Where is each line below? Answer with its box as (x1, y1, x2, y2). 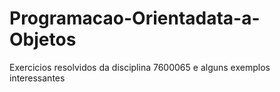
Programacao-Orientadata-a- (9, 7, 261, 30)
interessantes (9, 72, 66, 84)
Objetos (9, 28, 77, 51)
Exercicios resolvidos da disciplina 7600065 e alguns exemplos (9, 61, 271, 73)
